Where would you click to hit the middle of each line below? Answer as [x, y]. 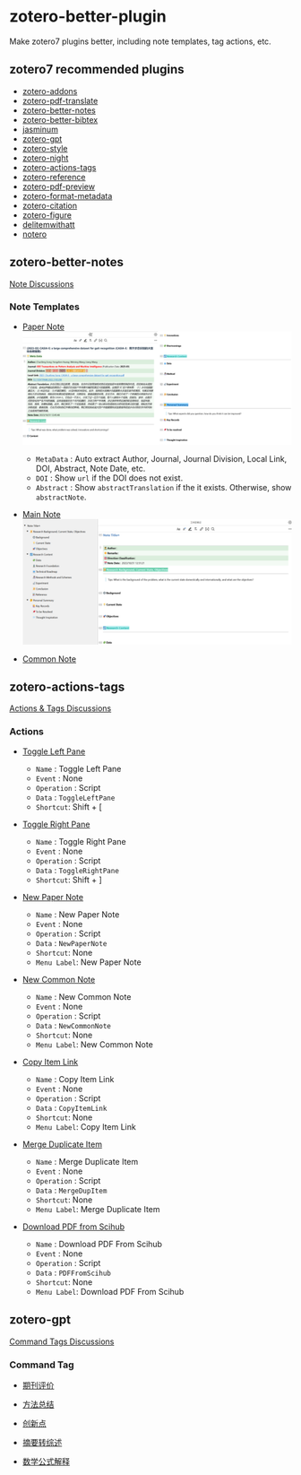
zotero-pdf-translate [60, 100]
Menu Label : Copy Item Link [86, 1126]
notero [34, 234]
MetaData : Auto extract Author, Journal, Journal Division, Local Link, [161, 458]
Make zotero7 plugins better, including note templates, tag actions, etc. [140, 41]
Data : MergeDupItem [71, 1190]
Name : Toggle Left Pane [78, 768]
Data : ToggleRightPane [77, 870]
